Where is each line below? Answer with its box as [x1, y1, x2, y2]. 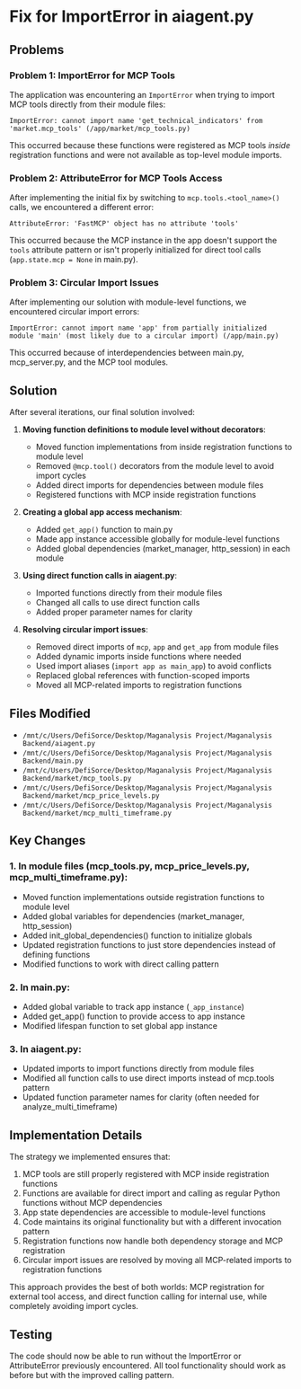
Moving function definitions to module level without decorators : [22, 424, 267, 435]
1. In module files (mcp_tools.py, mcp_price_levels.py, [9, 860, 250, 872]
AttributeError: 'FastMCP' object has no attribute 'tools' [9, 219, 240, 228]
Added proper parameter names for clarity [35, 606, 193, 617]
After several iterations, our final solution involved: [9, 407, 196, 418]
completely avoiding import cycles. [9, 1301, 139, 1312]
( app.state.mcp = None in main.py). [9, 254, 138, 265]
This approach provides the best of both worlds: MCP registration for [9, 1282, 265, 1293]
